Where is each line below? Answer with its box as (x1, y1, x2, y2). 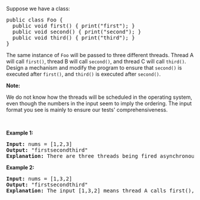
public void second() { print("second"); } (12, 29, 142, 35)
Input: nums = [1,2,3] (6, 141, 73, 148)
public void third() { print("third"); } (12, 35, 135, 41)
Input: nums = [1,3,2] (6, 176, 73, 182)
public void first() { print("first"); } (12, 23, 135, 29)
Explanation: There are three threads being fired (6, 153, 157, 160)
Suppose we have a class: (6, 5, 70, 12)
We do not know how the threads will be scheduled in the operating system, (6, 93, 192, 101)
